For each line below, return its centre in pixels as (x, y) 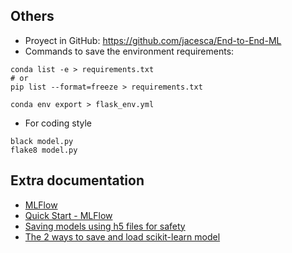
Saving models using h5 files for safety (105, 226)
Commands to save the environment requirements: (129, 51)
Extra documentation (77, 180)
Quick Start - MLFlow (68, 215)
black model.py (42, 141)
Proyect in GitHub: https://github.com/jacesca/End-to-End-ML (153, 40)
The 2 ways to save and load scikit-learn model (122, 236)
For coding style (58, 123)
